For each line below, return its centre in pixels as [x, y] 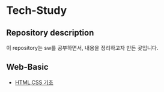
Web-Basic [28, 67]
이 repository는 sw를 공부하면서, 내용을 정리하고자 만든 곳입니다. [82, 48]
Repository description [50, 33]
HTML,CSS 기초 [34, 82]
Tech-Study [37, 11]
